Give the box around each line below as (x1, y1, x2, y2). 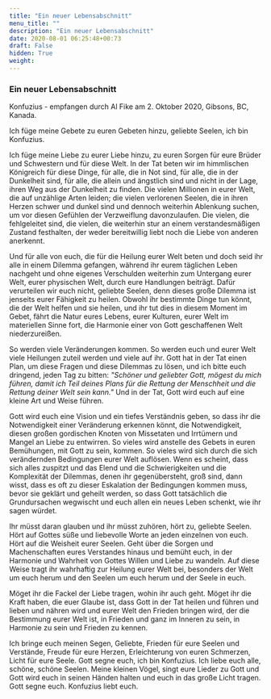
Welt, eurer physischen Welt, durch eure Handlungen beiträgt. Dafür (9, 278, 236, 287)
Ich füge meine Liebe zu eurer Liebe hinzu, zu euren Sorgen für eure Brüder (9, 150, 261, 160)
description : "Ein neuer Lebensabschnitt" (9, 27, 154, 35)
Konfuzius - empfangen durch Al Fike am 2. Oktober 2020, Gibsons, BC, (9, 102, 249, 111)
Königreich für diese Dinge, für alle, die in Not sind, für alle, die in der (9, 167, 239, 178)
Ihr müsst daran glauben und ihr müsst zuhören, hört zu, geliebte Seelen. (9, 521, 252, 531)
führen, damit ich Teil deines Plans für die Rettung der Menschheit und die (9, 379, 256, 388)
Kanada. (9, 111, 37, 120)
